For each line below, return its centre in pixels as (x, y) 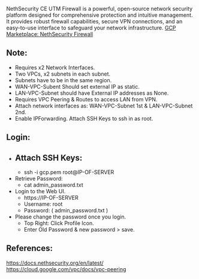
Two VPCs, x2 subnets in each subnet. (63, 74)
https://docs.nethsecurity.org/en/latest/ (55, 263)
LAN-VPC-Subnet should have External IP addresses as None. (92, 93)
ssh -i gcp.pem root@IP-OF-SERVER (69, 172)
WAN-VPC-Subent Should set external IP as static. (77, 86)
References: (29, 248)
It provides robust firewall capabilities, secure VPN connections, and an (94, 21)
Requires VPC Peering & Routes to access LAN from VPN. (86, 99)
